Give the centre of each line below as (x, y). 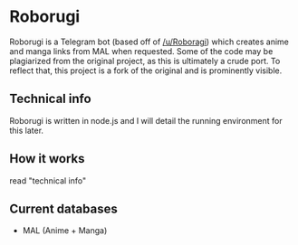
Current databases (63, 208)
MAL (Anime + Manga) (65, 231)
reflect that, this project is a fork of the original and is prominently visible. (146, 71)
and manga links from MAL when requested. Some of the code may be (141, 51)
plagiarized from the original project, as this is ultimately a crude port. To (145, 61)
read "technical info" (48, 180)
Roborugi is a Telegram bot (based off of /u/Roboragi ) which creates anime (149, 42)
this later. (26, 130)
